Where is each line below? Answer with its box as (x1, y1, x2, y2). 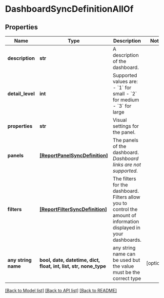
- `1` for (112, 84, 132, 91)
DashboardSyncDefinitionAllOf (5, 3, 134, 15)
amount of (112, 212, 137, 219)
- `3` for (112, 103, 132, 109)
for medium (112, 96, 139, 103)
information (112, 218, 139, 225)
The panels (112, 137, 139, 143)
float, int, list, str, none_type (39, 263, 106, 270)
